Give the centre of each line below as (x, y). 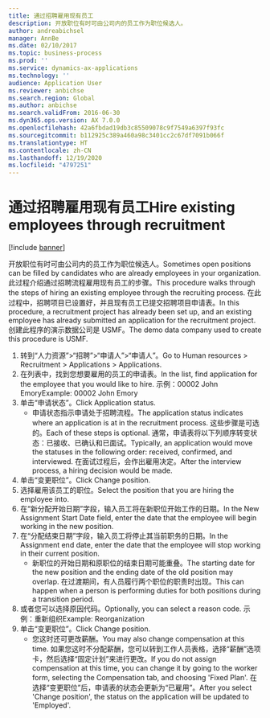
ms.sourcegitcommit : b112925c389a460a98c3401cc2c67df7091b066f (117, 135)
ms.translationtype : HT (48, 143)
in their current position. (60, 554)
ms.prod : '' (28, 61)
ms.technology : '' (39, 76)
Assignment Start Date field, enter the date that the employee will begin (138, 518)
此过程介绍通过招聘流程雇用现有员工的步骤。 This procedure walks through (132, 283)
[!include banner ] (37, 248)
